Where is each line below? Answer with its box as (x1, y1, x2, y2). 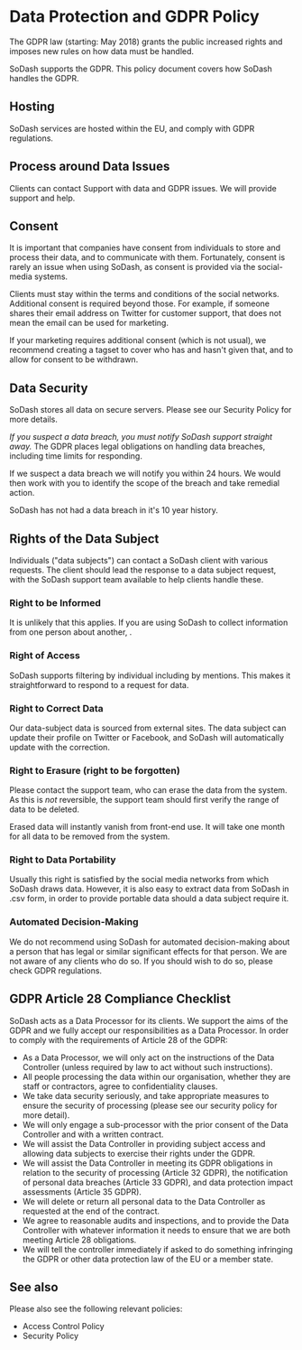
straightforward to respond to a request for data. (9, 679, 189, 690)
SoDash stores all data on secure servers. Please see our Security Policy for (9, 405, 292, 415)
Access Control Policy (22, 1321, 105, 1332)
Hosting (9, 99, 56, 115)
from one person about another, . (9, 627, 133, 638)
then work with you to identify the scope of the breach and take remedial (9, 478, 280, 489)
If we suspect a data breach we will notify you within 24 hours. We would (9, 468, 281, 479)
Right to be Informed (9, 596, 101, 609)
